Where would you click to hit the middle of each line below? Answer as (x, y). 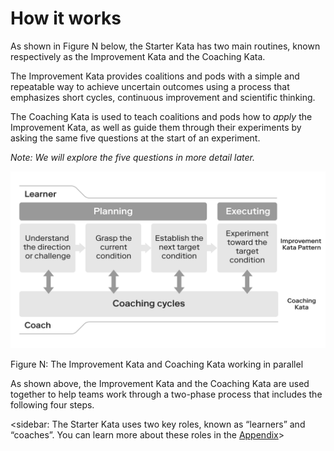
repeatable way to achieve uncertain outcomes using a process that (150, 86)
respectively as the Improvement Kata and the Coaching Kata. (138, 56)
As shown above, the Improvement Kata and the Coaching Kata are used (160, 384)
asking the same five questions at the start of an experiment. (135, 138)
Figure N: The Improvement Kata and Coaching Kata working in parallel (157, 364)
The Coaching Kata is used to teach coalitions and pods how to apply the (161, 116)
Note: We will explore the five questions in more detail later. (132, 157)
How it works (66, 18)
